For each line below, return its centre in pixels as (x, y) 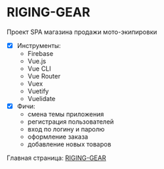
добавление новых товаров (69, 144)
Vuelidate (42, 99)
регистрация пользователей (71, 122)
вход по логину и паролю (66, 129)
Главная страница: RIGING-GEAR (56, 158)
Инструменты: (39, 45)
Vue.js (37, 61)
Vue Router (44, 76)
